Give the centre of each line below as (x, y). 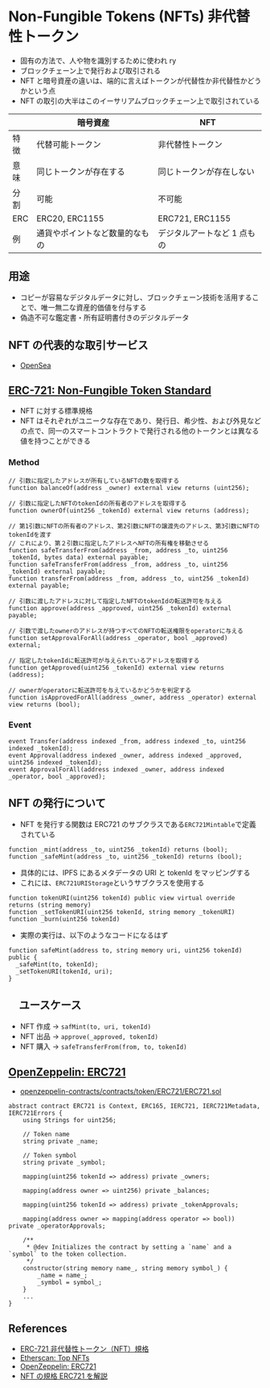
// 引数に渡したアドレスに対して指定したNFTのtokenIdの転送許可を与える (115, 601)
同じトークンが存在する (80, 172)
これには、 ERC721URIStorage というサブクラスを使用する (112, 883)
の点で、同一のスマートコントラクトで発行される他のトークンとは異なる (139, 431)
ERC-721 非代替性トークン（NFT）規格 (84, 1349)
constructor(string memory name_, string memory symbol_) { (125, 1269)
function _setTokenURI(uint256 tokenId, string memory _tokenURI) (122, 912)
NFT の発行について (57, 803)
